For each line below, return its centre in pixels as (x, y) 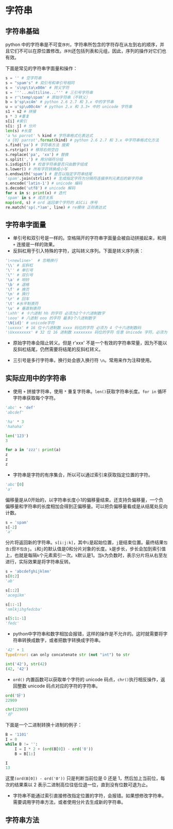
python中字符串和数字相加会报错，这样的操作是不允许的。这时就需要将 (88, 634)
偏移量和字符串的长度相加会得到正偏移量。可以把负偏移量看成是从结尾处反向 (86, 506)
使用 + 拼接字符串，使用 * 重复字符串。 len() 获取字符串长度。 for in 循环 (90, 391)
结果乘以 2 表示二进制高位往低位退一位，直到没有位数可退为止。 (82, 785)
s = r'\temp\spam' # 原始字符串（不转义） (48, 97)
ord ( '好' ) (15, 696)
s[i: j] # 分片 (21, 126)
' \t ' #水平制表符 (22, 304)
